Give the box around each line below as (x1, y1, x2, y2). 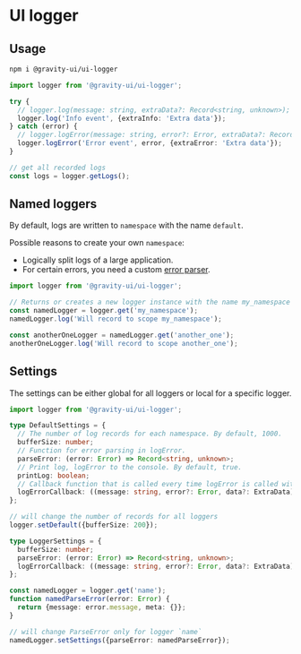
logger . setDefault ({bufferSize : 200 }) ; (9, 521, 159, 529)
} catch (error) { (9, 122, 78, 131)
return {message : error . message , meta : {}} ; (17, 603, 186, 612)
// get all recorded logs (9, 163, 106, 172)
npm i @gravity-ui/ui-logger (9, 65, 118, 73)
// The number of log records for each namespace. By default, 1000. (17, 429, 282, 439)
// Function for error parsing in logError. (17, 446, 186, 455)
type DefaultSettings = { (9, 421, 106, 430)
